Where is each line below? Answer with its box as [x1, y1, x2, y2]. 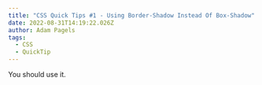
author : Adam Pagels [8, 26, 76, 34]
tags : [8, 33, 26, 42]
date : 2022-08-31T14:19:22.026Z [8, 19, 114, 27]
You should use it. [8, 70, 67, 79]
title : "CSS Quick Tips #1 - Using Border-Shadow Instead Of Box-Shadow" [8, 11, 256, 20]
